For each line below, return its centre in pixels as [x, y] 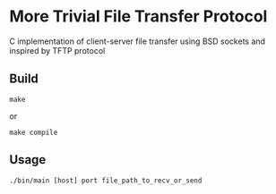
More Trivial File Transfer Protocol [138, 17]
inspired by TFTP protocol [57, 50]
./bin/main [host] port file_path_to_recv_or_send [106, 181]
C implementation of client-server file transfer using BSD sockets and [138, 41]
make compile [34, 132]
